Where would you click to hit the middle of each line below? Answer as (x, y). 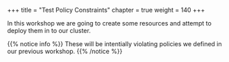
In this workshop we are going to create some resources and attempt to (109, 23)
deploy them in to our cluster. (49, 31)
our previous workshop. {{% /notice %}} (65, 51)
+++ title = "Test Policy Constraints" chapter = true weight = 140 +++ (106, 10)
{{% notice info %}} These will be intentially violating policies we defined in (114, 44)
